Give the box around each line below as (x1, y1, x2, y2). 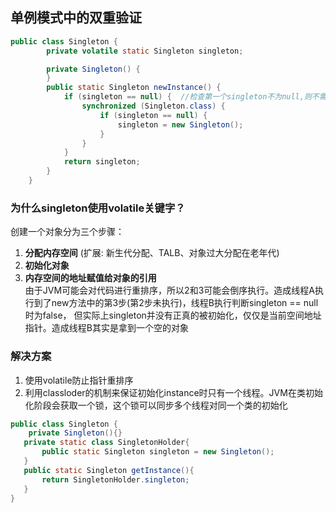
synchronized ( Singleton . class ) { (81, 101, 226, 112)
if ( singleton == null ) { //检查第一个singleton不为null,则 (63, 92, 312, 102)
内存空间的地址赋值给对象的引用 (24, 272, 157, 284)
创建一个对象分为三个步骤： (10, 226, 125, 238)
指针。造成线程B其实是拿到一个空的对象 (24, 322, 189, 334)
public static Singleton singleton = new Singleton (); (41, 447, 275, 457)
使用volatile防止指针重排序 (24, 374, 134, 386)
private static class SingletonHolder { (23, 438, 190, 448)
